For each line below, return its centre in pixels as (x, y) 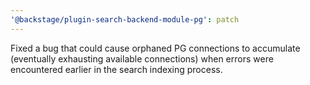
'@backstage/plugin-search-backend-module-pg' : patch (125, 19)
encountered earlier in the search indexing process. (116, 69)
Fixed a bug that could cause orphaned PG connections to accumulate (155, 48)
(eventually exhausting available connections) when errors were (142, 58)
